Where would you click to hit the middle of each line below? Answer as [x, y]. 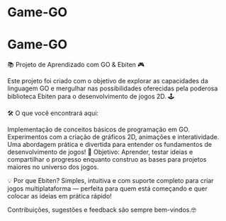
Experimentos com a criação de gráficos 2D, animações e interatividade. [113, 137]
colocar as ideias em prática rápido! [60, 196]
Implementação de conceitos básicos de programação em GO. [98, 130]
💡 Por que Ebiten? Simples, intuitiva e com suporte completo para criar [111, 181]
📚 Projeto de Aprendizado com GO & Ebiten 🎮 [76, 65]
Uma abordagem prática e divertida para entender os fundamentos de [110, 145]
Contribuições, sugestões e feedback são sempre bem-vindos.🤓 [102, 210]
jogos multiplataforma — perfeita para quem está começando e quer [107, 189]
